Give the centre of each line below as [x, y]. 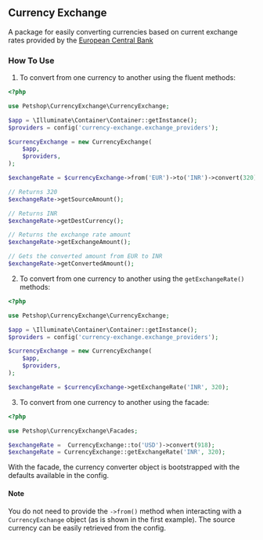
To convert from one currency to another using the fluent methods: [128, 78]
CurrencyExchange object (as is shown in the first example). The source [122, 519]
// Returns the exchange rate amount [70, 235]
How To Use [31, 60]
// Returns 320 [33, 192]
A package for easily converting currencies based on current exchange [123, 31]
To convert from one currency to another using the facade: [114, 402]
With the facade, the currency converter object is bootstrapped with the [124, 467]
